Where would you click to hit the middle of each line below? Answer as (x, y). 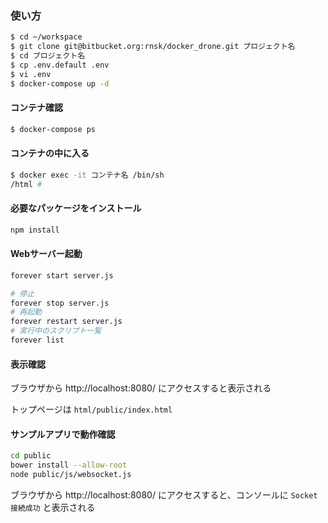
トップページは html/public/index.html (91, 409)
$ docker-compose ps (53, 129)
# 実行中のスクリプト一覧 (56, 331)
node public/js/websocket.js (71, 475)
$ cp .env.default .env (60, 65)
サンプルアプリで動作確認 (63, 434)
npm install (35, 230)
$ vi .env (31, 74)
